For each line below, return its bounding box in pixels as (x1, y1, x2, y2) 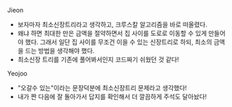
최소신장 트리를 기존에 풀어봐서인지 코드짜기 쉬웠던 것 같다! (17, 55, 179, 64)
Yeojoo (7, 69, 28, 78)
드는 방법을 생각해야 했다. (25, 47, 95, 55)
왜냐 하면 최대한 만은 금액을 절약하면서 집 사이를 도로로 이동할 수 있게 (17, 29, 207, 37)
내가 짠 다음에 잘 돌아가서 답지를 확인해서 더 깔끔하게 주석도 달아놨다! (17, 92, 207, 101)
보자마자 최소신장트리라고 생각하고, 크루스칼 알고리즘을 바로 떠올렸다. (17, 20, 207, 29)
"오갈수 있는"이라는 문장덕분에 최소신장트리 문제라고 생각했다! (17, 84, 188, 92)
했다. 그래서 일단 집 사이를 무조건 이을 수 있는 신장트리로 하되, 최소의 (25, 38, 212, 46)
